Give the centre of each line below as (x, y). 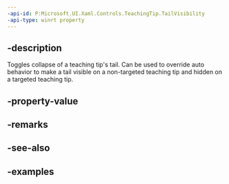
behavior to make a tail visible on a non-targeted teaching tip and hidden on (115, 72)
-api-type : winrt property (46, 20)
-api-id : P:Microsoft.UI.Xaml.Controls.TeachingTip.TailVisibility (106, 13)
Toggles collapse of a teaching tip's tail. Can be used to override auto (106, 65)
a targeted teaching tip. (40, 80)
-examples (31, 171)
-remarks (28, 125)
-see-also (29, 148)
